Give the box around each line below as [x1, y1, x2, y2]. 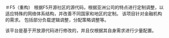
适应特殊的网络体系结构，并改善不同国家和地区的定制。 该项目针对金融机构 [5, 10, 162, 16]
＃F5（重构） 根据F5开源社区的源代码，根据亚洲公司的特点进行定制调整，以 [5, 4, 164, 10]
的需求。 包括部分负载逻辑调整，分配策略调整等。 [5, 17, 109, 22]
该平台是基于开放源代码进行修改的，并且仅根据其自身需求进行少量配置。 [5, 27, 156, 33]
